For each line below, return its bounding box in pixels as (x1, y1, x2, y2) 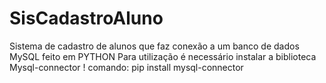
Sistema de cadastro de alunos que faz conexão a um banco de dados (9, 40, 300, 52)
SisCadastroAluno (9, 7, 164, 30)
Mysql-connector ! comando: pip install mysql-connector (9, 61, 244, 73)
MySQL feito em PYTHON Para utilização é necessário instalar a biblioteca (9, 50, 317, 62)
